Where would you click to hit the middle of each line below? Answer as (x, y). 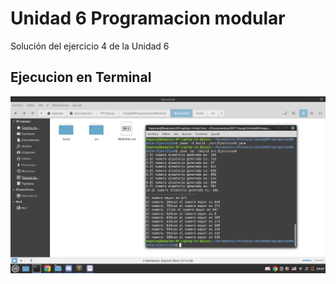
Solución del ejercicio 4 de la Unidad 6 (90, 46)
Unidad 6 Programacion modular (148, 18)
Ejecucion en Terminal (81, 77)
